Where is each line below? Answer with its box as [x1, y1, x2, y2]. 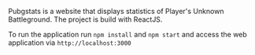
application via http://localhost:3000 [8, 38, 131, 47]
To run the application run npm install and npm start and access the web [8, 30, 248, 39]
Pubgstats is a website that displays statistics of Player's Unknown [8, 7, 224, 15]
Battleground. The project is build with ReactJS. [8, 15, 163, 24]
